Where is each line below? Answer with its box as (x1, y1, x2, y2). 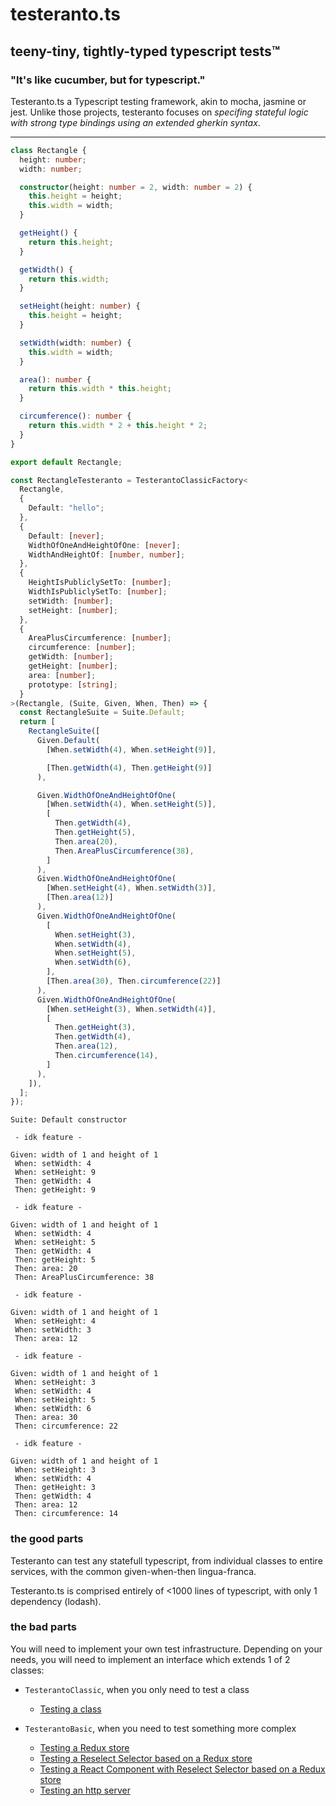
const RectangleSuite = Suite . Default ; (19, 708, 186, 718)
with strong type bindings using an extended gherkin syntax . (10, 116, 261, 128)
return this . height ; (28, 237, 114, 247)
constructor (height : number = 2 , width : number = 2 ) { (19, 182, 253, 192)
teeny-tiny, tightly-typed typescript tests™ (10, 43, 281, 60)
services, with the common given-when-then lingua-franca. (10, 1565, 257, 1577)
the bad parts (10, 1620, 77, 1634)
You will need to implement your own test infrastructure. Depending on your (10, 1643, 323, 1655)
